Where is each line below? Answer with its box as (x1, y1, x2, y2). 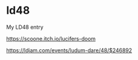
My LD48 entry (6, 23, 44, 31)
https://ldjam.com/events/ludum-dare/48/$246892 (6, 46, 133, 54)
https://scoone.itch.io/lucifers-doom (6, 35, 96, 42)
